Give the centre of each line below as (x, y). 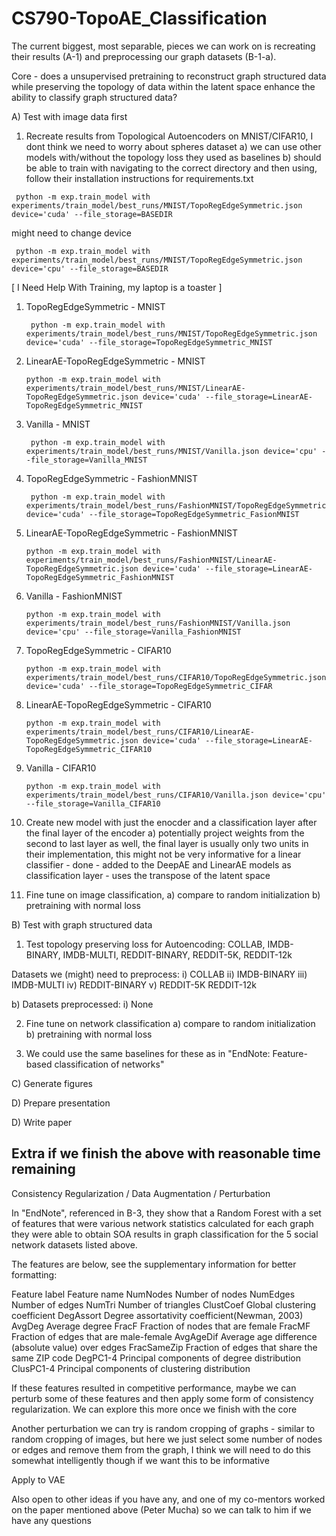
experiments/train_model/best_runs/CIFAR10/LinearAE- (140, 732)
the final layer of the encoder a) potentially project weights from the (165, 833)
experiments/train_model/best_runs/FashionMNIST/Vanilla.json (158, 623)
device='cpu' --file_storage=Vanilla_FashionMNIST (133, 632)
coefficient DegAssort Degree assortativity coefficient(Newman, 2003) (157, 1315)
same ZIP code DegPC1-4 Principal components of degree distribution (156, 1358)
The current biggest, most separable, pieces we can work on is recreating (163, 46)
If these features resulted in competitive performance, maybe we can (154, 1388)
